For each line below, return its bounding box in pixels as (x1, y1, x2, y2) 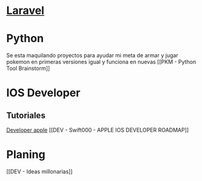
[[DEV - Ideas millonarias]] (6, 168, 73, 176)
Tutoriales (6, 110, 46, 121)
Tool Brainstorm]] (6, 65, 50, 72)
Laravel (6, 4, 44, 18)
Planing (6, 147, 46, 161)
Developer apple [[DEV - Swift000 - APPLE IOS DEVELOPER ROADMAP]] (6, 126, 189, 134)
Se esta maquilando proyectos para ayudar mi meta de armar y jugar (6, 52, 178, 59)
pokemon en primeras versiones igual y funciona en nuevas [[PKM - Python (6, 59, 197, 66)
